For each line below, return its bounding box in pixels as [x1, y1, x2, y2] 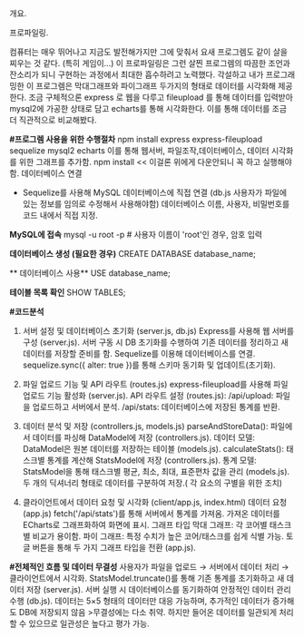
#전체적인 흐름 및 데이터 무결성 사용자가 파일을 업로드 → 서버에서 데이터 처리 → [9, 562, 289, 572]
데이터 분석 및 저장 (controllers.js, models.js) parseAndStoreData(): [22, 421, 269, 431]
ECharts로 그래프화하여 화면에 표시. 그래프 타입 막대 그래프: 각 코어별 [22, 520, 268, 530]
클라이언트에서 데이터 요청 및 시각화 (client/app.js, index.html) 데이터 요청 [22, 497, 288, 507]
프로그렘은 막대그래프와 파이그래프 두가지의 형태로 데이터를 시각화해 [35, 81, 277, 91]
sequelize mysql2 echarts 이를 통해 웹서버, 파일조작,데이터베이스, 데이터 [9, 145, 270, 156]
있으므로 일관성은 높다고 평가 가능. [28, 618, 150, 629]
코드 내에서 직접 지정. [22, 210, 98, 220]
